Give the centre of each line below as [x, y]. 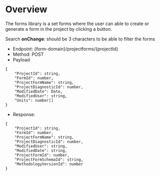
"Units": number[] [34, 100]
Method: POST [28, 54]
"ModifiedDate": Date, [39, 91]
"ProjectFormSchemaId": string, [49, 160]
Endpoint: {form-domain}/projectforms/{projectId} [65, 49]
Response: [24, 114]
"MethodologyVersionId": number [49, 164]
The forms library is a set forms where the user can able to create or [77, 24]
